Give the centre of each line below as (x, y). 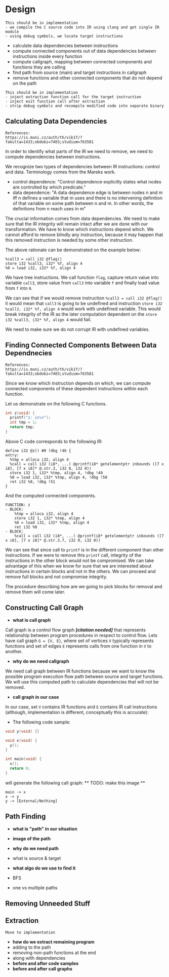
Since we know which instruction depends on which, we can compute (78, 383)
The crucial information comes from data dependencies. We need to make (83, 218)
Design (20, 9)
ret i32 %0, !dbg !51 (33, 482)
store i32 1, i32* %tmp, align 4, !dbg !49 (56, 473)
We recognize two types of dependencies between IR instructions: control (83, 166)
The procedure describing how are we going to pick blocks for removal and (84, 586)
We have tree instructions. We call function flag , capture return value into (82, 277)
